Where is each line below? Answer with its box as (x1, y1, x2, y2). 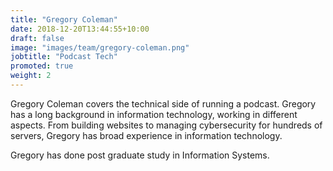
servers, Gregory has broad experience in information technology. (10, 129, 283, 141)
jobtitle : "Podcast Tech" (10, 52, 118, 62)
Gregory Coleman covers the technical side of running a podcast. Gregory (10, 97, 317, 110)
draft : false (10, 33, 65, 43)
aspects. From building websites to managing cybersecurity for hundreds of (10, 119, 323, 131)
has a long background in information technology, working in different (10, 108, 298, 120)
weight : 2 (10, 71, 52, 81)
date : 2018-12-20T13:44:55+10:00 (10, 24, 150, 34)
